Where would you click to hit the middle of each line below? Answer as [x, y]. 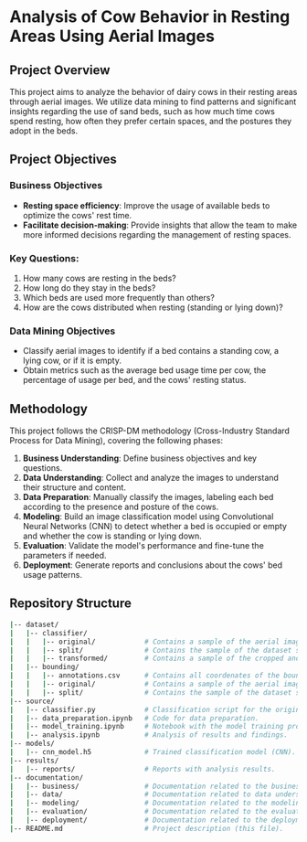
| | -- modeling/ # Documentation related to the [138, 803]
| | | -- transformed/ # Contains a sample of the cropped [147, 659]
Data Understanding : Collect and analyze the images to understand [150, 478]
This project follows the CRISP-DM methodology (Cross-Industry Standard [150, 431]
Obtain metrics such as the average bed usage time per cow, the [144, 370]
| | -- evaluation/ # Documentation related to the [138, 812]
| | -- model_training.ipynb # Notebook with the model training [147, 727]
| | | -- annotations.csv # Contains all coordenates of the [145, 676]
